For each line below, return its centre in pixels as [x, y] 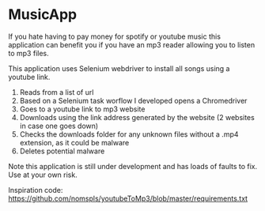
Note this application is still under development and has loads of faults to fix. [133, 166]
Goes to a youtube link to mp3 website [82, 109]
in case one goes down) [59, 126]
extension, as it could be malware [74, 142]
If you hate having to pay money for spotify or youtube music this [115, 36]
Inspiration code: [36, 190]
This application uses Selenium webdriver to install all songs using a [119, 68]
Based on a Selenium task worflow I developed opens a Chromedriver [133, 100]
